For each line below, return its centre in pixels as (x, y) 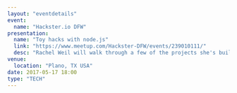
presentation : (28, 33)
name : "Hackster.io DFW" (50, 27)
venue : (17, 59)
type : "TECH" (26, 79)
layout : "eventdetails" (42, 14)
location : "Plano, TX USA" (53, 66)
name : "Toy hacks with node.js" (61, 40)
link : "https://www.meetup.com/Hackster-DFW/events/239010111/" (110, 46)
